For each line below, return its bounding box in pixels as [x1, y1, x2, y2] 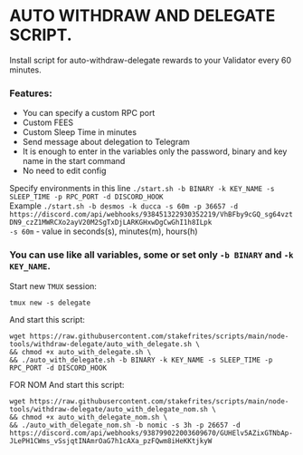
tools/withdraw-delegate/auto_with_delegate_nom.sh [9, 404, 208, 413]
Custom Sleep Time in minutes [22, 127, 137, 138]
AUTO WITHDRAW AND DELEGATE [9, 5, 276, 26]
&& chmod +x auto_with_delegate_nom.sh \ [9, 412, 168, 421]
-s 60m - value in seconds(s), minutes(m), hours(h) [9, 226, 198, 237]
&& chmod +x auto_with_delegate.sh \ [9, 347, 152, 356]
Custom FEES [22, 117, 74, 128]
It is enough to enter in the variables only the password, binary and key [22, 146, 288, 157]
